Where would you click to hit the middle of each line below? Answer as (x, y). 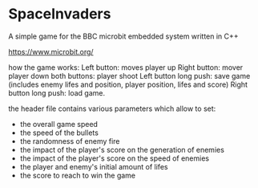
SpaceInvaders (60, 14)
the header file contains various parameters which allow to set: (112, 108)
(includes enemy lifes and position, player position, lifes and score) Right (128, 84)
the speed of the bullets (59, 133)
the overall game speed (59, 124)
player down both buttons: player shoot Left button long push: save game (129, 76)
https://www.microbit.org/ (51, 51)
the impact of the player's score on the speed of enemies (115, 158)
